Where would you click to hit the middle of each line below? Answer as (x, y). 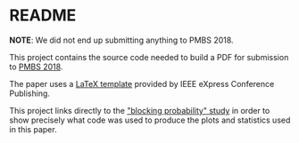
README (43, 16)
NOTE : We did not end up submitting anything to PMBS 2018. (121, 40)
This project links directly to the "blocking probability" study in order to (140, 110)
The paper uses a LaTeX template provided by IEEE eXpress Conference (142, 83)
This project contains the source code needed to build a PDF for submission (149, 57)
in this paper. (33, 129)
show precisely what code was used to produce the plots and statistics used (150, 120)
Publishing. (30, 93)
